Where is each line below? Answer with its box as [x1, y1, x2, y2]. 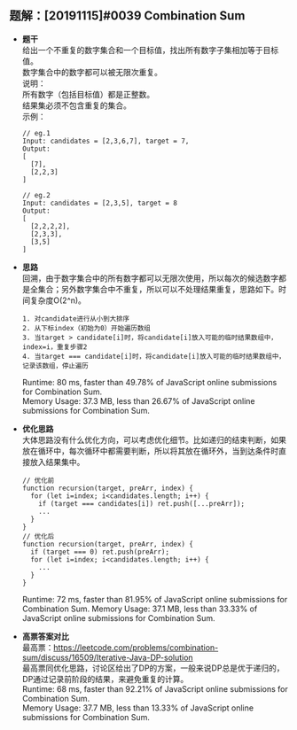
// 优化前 [21, 476, 55, 485]
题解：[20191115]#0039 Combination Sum [9, 8, 246, 24]
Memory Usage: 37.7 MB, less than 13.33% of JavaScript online [21, 703, 254, 713]
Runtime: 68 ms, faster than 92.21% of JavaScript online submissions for [21, 683, 288, 694]
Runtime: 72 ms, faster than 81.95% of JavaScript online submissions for [21, 594, 288, 604]
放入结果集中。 [29, 456, 85, 467]
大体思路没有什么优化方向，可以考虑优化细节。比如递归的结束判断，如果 [21, 434, 286, 445]
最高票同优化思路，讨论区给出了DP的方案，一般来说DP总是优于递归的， [21, 663, 285, 673]
